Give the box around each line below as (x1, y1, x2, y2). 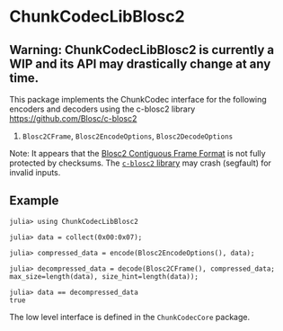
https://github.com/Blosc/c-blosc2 (9, 113, 137, 123)
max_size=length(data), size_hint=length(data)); (9, 272, 199, 281)
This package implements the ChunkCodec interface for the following (9, 94, 267, 104)
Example (9, 193, 59, 209)
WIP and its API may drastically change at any (9, 56, 271, 71)
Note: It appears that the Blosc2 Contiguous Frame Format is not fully (9, 148, 267, 158)
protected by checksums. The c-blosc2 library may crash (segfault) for (9, 157, 272, 168)
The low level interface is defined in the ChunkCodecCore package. (9, 311, 250, 322)
